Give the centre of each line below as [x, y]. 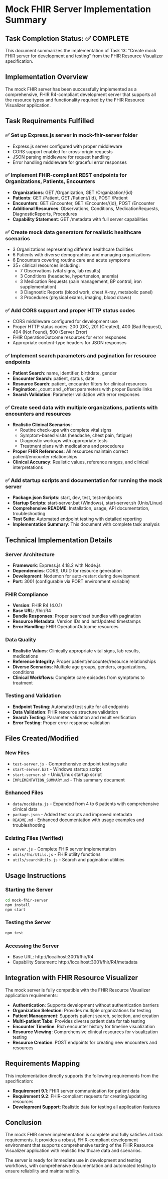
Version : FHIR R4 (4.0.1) [37, 605]
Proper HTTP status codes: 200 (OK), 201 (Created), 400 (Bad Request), [87, 327]
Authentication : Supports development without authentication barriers [86, 1005]
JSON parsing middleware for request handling [61, 157]
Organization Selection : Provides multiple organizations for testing [82, 1010]
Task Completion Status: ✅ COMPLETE [67, 38]
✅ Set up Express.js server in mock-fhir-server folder [71, 135]
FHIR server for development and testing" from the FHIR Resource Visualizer [84, 56]
